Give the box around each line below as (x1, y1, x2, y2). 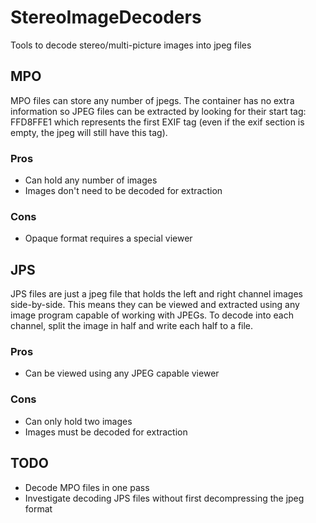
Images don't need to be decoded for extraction (24, 185, 223, 197)
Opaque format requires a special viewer (24, 232, 193, 245)
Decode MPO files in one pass (24, 481, 150, 493)
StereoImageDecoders (10, 6, 202, 29)
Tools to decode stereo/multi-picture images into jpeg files (10, 39, 252, 51)
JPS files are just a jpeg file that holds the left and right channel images (10, 288, 303, 300)
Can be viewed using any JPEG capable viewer (24, 367, 220, 380)
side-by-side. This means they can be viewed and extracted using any (10, 299, 300, 311)
